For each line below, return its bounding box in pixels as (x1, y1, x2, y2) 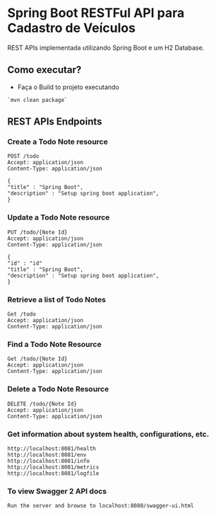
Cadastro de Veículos (7, 20, 136, 36)
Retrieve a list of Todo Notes (7, 294, 106, 304)
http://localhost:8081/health (7, 445, 97, 452)
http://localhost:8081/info (7, 457, 90, 464)
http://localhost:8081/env (7, 451, 87, 458)
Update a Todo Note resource (7, 212, 110, 222)
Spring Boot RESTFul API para (7, 5, 185, 21)
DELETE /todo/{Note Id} (7, 400, 78, 408)
